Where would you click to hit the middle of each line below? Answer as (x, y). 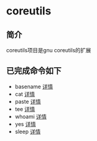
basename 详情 (34, 86)
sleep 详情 (28, 131)
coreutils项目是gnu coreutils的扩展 (49, 50)
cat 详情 (25, 94)
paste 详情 (28, 101)
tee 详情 (25, 109)
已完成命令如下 (34, 71)
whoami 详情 (31, 116)
